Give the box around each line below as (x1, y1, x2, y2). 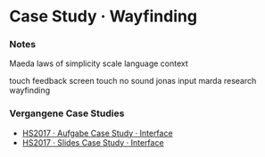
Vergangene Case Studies (9, 107, 125, 120)
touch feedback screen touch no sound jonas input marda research (9, 76, 257, 87)
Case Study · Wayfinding (9, 6, 198, 27)
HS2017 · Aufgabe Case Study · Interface (21, 128, 173, 138)
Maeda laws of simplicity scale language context (9, 58, 189, 69)
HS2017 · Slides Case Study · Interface (21, 136, 164, 148)
